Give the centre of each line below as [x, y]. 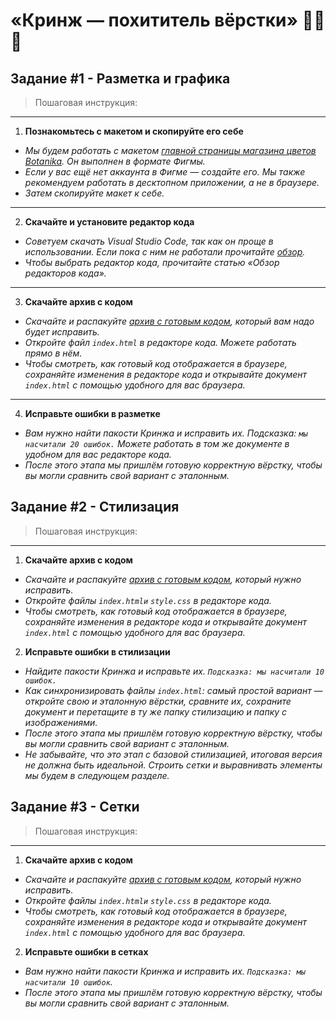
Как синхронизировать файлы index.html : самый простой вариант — [173, 690]
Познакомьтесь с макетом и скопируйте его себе [134, 131]
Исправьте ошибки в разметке [92, 413]
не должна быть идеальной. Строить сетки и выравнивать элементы [173, 765]
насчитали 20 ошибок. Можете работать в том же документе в [157, 443]
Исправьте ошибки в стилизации [97, 651]
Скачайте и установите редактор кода [109, 222]
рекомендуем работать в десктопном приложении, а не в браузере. [172, 182]
